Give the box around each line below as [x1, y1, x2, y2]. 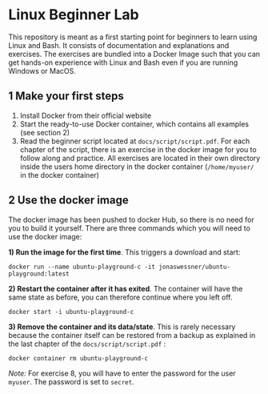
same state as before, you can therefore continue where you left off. [8, 292, 233, 302]
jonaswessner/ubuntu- [158, 263, 230, 271]
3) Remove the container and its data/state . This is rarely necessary [8, 322, 236, 332]
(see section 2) [19, 127, 70, 137]
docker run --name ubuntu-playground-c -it [8, 263, 156, 271]
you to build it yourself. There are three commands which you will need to [8, 223, 250, 233]
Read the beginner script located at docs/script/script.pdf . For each [19, 136, 250, 146]
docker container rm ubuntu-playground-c [8, 354, 149, 362]
